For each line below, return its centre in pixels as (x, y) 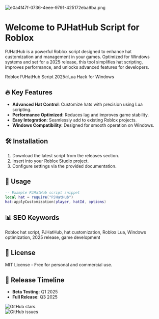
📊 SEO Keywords (32, 218)
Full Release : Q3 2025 (35, 297)
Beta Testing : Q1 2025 (35, 292)
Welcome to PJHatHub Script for (72, 28)
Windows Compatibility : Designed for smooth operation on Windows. (83, 125)
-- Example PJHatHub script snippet (42, 193)
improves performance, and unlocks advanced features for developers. (77, 67)
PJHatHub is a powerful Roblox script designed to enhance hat (68, 51)
